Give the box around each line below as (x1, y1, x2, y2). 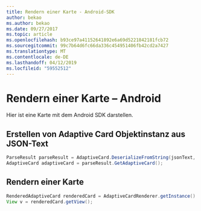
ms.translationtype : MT (6, 49, 66, 55)
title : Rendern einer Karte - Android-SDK (6, 8, 115, 15)
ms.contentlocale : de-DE (6, 54, 69, 60)
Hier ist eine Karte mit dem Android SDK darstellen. (6, 112, 134, 119)
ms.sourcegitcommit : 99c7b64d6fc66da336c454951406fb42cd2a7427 (6, 43, 169, 49)
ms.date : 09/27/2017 (6, 25, 59, 32)
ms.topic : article (6, 32, 53, 38)
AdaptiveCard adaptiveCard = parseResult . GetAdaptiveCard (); (6, 160, 164, 166)
